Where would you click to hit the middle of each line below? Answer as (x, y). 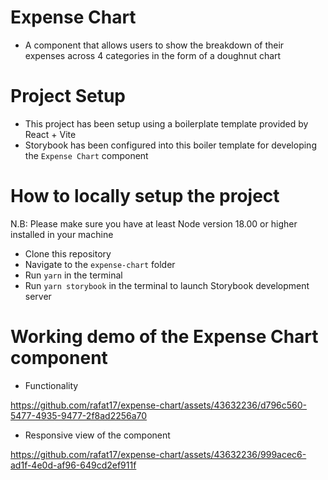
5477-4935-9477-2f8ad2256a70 (79, 415)
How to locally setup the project (145, 196)
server (38, 296)
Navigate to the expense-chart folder (100, 264)
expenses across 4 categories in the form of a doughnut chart (153, 55)
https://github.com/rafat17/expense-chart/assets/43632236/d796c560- (159, 405)
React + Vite (50, 134)
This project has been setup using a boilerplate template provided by (166, 123)
